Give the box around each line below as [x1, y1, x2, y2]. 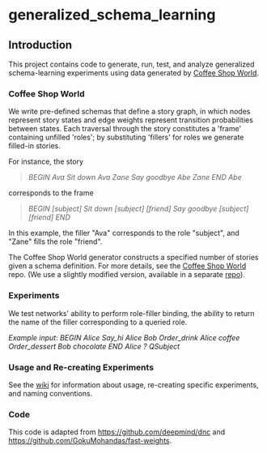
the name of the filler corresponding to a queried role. [8, 317, 188, 327]
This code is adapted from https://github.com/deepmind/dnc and [8, 427, 226, 437]
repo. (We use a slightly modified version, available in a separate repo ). [8, 270, 245, 280]
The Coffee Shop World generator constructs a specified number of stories [8, 253, 259, 263]
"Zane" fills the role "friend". [8, 237, 103, 246]
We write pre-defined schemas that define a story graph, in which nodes [8, 107, 251, 117]
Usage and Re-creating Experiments [8, 361, 155, 373]
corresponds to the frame [8, 188, 95, 198]
